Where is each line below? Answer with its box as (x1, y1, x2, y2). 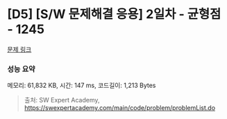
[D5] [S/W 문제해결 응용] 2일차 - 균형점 (7, 6, 221, 22)
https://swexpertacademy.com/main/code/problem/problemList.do (24, 104, 216, 112)
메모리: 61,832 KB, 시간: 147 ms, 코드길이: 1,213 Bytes (7, 81, 156, 90)
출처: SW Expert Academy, (24, 96, 100, 104)
